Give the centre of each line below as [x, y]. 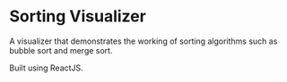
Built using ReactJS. [46, 68]
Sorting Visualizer [78, 16]
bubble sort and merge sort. [61, 50]
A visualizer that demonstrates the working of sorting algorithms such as [143, 41]
